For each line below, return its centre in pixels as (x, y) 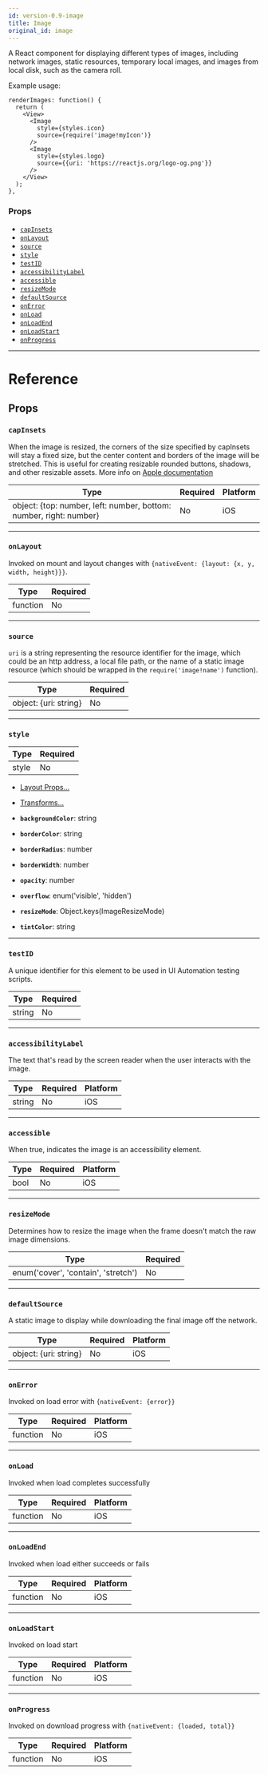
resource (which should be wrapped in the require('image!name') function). (133, 670)
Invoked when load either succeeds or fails (79, 1563)
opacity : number (47, 880)
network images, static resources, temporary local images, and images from (134, 62)
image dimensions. (39, 1239)
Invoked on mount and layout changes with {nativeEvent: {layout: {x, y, (132, 563)
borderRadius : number (56, 849)
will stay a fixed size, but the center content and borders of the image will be (134, 455)
